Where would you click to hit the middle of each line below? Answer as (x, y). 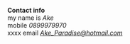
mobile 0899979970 (37, 25)
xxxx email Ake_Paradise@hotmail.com (65, 33)
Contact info (26, 10)
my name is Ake (31, 18)
